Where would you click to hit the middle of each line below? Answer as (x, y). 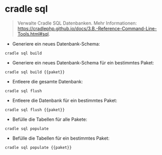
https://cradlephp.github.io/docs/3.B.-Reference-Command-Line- (87, 28)
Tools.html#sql (33, 34)
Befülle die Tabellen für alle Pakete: (50, 119)
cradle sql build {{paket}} (35, 72)
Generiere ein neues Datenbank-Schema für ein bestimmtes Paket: (83, 62)
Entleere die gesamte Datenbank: (48, 81)
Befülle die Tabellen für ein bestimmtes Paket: (61, 138)
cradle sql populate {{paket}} (38, 147)
